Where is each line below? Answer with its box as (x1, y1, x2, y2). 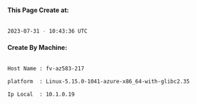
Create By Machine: (7, 43, 68, 51)
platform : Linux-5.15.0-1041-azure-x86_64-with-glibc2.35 (7, 78, 191, 85)
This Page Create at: (7, 6, 69, 14)
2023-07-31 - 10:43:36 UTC (7, 28, 88, 35)
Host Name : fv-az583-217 (7, 65, 84, 73)
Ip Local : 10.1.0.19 (7, 91, 75, 98)
